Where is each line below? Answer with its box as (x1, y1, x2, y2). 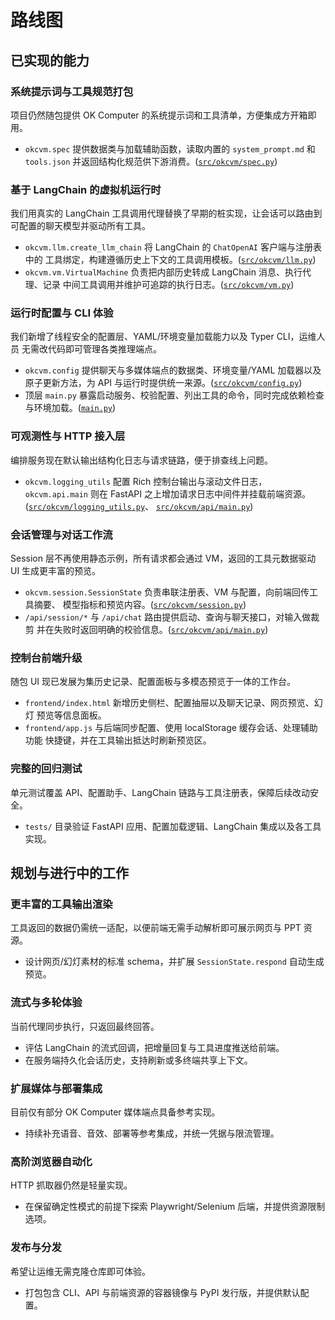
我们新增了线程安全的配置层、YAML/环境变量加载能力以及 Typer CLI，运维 (10, 331, 317, 343)
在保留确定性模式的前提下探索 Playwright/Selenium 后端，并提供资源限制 (24, 1201, 326, 1213)
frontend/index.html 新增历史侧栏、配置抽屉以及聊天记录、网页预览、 (24, 697, 315, 709)
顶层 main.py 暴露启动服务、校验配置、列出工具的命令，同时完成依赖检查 (24, 389, 325, 401)
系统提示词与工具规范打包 (10, 84, 134, 98)
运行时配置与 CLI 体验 (10, 306, 114, 320)
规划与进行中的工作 (10, 865, 129, 882)
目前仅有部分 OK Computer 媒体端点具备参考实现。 (10, 1106, 221, 1118)
